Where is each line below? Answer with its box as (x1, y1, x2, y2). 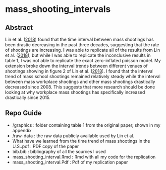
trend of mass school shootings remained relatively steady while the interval (5, 74, 161, 79)
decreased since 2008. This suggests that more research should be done (5, 84, 155, 90)
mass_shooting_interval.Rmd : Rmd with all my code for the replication (12, 154, 156, 160)
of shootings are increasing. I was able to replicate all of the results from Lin (5, 47, 160, 53)
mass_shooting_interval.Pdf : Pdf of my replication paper (12, 159, 128, 165)
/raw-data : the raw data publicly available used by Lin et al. (12, 133, 135, 139)
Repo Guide (5, 109, 42, 117)
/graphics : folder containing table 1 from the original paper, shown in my (12, 122, 161, 128)
